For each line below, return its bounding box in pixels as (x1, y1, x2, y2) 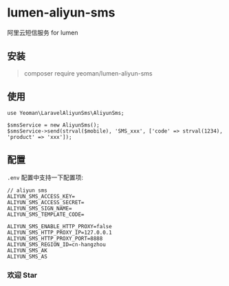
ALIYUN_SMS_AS (7, 253, 48, 261)
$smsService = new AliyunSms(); (7, 122, 100, 129)
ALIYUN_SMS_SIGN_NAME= (7, 205, 72, 212)
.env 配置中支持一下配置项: (7, 173, 84, 181)
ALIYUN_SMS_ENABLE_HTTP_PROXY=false (7, 223, 112, 230)
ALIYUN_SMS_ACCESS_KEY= (7, 193, 76, 200)
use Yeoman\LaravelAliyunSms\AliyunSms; (7, 109, 125, 116)
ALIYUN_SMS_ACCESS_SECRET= (7, 199, 85, 206)
